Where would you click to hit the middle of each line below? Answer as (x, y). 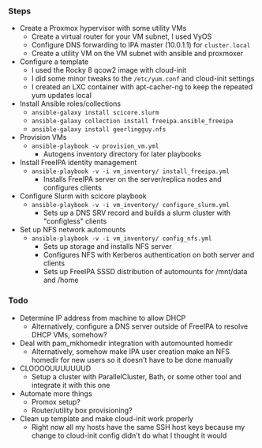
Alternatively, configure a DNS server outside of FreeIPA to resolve (140, 326)
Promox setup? (56, 401)
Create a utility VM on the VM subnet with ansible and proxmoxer (137, 54)
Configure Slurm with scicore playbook (83, 196)
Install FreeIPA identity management (78, 163)
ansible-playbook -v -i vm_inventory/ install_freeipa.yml (131, 171)
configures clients (73, 188)
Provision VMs (43, 137)
